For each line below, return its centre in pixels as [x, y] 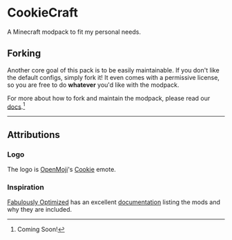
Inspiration [26, 188]
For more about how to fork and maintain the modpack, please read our [109, 98]
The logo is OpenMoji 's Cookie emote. [61, 170]
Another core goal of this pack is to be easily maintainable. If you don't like [113, 70]
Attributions [34, 135]
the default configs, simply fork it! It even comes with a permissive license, [113, 77]
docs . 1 [16, 106]
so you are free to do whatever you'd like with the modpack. [93, 85]
